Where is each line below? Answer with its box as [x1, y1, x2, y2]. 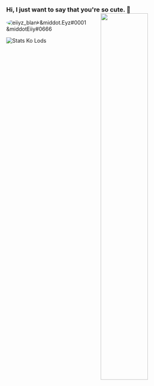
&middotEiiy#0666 [6, 25, 52, 32]
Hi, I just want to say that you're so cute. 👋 [6, 5, 131, 14]
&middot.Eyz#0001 [40, 19, 87, 26]
